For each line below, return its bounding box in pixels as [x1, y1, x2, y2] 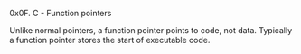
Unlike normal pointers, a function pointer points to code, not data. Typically [9, 25, 293, 35]
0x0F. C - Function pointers [9, 8, 112, 18]
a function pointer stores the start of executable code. [9, 35, 211, 45]
